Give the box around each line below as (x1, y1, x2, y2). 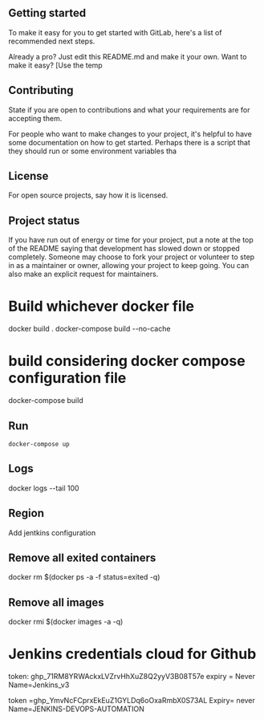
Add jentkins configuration (8, 527, 96, 537)
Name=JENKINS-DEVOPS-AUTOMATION (8, 704, 144, 714)
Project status (8, 214, 80, 227)
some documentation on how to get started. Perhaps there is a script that (8, 137, 250, 147)
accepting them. (8, 113, 63, 123)
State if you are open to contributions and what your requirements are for (8, 104, 250, 115)
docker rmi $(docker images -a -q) (8, 617, 124, 627)
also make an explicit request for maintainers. (8, 269, 159, 279)
